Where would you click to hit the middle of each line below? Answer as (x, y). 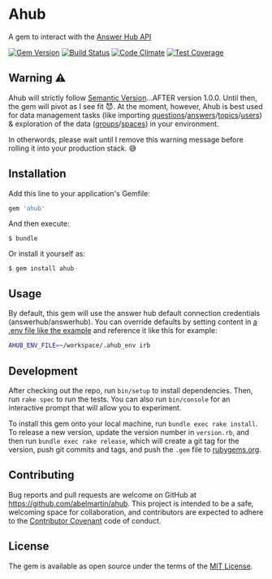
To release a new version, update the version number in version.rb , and (129, 432)
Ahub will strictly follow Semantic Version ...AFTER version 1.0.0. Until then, (133, 98)
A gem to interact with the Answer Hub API (80, 37)
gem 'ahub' (27, 208)
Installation (37, 174)
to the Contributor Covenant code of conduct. (85, 520)
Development (43, 371)
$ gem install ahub (41, 269)
